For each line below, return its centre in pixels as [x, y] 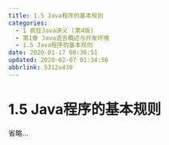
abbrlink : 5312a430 [41, 68]
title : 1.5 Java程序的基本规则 [56, 16]
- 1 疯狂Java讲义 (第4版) [55, 30]
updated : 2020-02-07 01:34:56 [59, 61]
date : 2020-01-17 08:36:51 [53, 53]
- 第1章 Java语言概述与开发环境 [63, 38]
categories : [28, 23]
